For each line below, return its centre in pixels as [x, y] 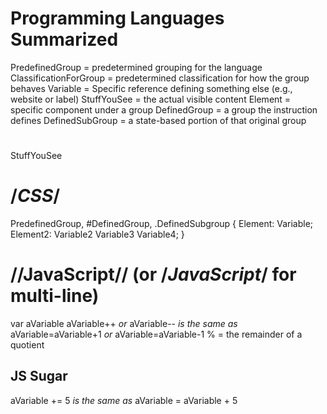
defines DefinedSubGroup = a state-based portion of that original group [158, 120]
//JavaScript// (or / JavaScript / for [153, 274]
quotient [27, 345]
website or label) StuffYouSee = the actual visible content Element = [151, 99]
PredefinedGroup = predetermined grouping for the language [136, 67]
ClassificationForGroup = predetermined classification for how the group [160, 78]
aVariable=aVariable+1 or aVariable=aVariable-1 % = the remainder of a [156, 334]
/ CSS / [35, 196]
